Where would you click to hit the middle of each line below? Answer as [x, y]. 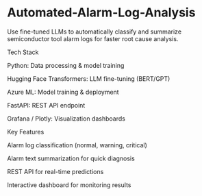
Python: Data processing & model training [66, 65]
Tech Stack [23, 52]
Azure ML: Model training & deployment [63, 92]
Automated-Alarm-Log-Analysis [101, 13]
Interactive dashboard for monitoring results [69, 185]
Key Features [26, 132]
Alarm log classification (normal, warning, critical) [77, 145]
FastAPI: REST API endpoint [46, 105]
